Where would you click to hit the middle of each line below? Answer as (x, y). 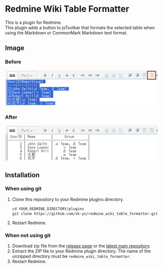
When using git (23, 189)
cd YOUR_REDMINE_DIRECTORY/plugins (48, 209)
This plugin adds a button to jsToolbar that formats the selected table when (80, 27)
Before (13, 62)
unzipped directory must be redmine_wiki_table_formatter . (71, 256)
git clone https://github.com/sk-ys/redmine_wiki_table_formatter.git (85, 214)
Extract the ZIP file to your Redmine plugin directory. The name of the (81, 251)
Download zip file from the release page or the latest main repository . (81, 246)
